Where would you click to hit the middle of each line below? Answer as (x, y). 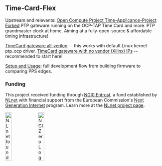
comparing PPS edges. (29, 71)
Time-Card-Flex (31, 8)
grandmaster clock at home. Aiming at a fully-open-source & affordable (79, 31)
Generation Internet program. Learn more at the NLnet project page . (75, 105)
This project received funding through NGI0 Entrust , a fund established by (81, 95)
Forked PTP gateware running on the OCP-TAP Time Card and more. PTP (80, 25)
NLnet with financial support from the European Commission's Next (75, 100)
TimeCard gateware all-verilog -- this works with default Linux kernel (76, 45)
